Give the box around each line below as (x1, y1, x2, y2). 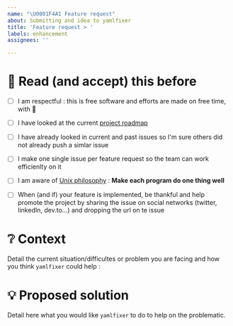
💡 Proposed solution (7, 287, 130, 303)
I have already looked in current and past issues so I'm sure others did (17, 133, 223, 142)
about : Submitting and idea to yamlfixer (7, 17, 132, 24)
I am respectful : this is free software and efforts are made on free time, (17, 97, 227, 106)
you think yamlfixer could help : (7, 262, 101, 271)
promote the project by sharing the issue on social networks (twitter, (17, 198, 217, 207)
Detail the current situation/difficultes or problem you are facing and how (7, 254, 220, 263)
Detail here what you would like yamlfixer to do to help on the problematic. (7, 311, 226, 320)
